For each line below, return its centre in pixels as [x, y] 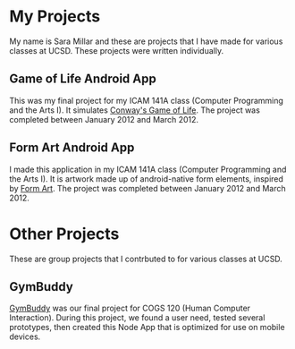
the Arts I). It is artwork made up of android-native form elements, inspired [147, 179]
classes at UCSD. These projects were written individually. [117, 50]
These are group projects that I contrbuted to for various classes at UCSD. [146, 259]
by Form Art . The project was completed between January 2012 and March [147, 188]
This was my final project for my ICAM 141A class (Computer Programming [147, 100]
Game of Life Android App [83, 79]
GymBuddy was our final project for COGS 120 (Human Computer [130, 308]
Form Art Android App [72, 148]
